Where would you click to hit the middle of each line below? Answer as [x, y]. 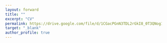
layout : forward [22, 10]
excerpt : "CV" [20, 19]
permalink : [16, 23]
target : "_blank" [23, 28]
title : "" [15, 14]
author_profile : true [28, 33]
